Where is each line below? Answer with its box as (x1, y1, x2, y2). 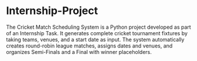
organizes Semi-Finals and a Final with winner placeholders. (6, 48, 152, 55)
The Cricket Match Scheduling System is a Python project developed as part (6, 23, 191, 30)
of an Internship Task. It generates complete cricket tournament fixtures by (6, 29, 188, 36)
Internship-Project (6, 4, 98, 18)
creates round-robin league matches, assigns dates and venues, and (6, 42, 173, 49)
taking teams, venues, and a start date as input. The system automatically (6, 36, 185, 43)
